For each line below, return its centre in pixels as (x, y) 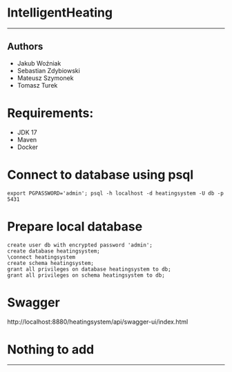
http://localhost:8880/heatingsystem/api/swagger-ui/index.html (98, 322)
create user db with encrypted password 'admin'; (80, 245)
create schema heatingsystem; (51, 263)
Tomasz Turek (37, 85)
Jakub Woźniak (39, 63)
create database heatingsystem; (54, 251)
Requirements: (50, 113)
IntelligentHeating (60, 13)
